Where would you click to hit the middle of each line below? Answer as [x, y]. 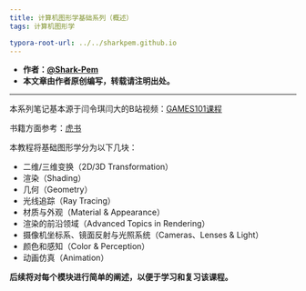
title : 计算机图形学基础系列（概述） [71, 18]
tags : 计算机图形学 [42, 26]
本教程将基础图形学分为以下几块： [73, 147]
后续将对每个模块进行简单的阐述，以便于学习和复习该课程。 [121, 277]
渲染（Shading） [54, 178]
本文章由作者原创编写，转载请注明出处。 [98, 81]
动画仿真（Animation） [66, 258]
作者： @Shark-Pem [60, 70]
